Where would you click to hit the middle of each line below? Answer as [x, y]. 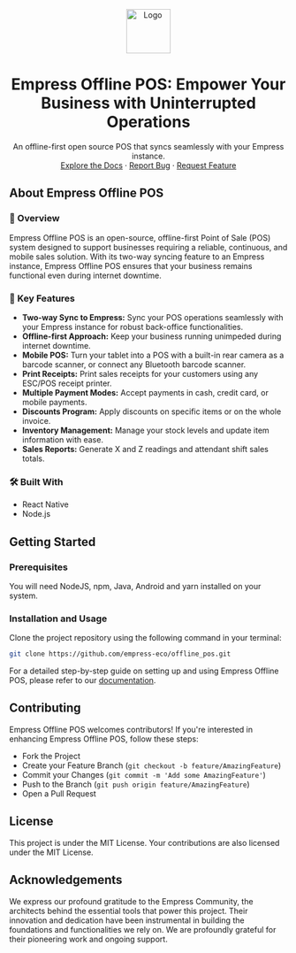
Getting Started [53, 542]
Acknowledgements [66, 880]
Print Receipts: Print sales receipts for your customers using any [140, 373]
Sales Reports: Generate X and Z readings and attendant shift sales [145, 449]
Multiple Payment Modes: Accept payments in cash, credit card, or [145, 392]
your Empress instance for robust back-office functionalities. [133, 327]
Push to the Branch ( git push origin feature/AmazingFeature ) [136, 784]
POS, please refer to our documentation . [83, 680]
